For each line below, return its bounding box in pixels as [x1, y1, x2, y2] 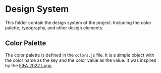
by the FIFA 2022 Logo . [5, 62, 53, 68]
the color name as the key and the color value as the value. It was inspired [5, 57, 157, 63]
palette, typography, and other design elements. [5, 24, 104, 30]
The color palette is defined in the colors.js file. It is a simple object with [5, 52, 155, 58]
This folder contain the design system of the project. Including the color [5, 20, 152, 25]
